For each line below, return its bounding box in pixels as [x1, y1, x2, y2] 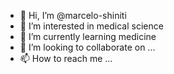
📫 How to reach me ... [19, 53, 113, 64]
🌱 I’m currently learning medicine [19, 31, 157, 42]
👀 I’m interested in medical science [19, 20, 164, 32]
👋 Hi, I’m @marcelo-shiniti [19, 10, 127, 21]
